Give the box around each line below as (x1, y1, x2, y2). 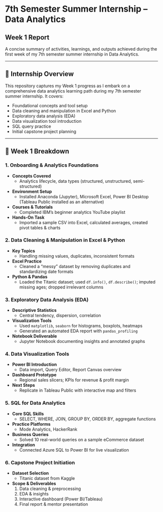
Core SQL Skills (12, 411, 44, 417)
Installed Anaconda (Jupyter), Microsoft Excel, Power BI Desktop (19, 193, 149, 199)
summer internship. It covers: (5, 93, 64, 99)
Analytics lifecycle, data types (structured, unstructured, (19, 178, 132, 184)
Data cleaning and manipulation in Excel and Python (12, 108, 116, 114)
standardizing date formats (19, 268, 74, 274)
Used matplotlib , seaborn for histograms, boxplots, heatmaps (19, 323, 143, 329)
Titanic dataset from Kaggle (19, 475, 75, 481)
